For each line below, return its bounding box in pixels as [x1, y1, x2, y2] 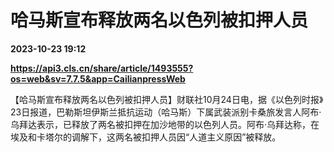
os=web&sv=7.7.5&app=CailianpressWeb [10, 72, 186, 85]
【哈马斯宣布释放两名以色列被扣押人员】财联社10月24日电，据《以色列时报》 [10, 93, 324, 105]
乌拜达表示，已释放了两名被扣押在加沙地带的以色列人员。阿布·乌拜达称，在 [10, 118, 320, 130]
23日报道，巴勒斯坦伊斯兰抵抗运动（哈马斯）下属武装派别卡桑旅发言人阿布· [10, 106, 322, 118]
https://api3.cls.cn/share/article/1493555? [10, 62, 194, 74]
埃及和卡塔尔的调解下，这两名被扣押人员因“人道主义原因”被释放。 [10, 131, 282, 143]
